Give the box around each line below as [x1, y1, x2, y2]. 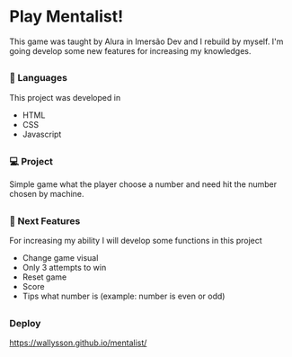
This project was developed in [9, 92, 121, 103]
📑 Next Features [9, 214, 81, 227]
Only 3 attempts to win [22, 263, 107, 273]
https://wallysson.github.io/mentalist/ [9, 337, 147, 348]
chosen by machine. [9, 189, 84, 200]
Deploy [9, 317, 41, 329]
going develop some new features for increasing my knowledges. [9, 45, 252, 56]
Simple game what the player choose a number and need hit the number [9, 179, 277, 190]
